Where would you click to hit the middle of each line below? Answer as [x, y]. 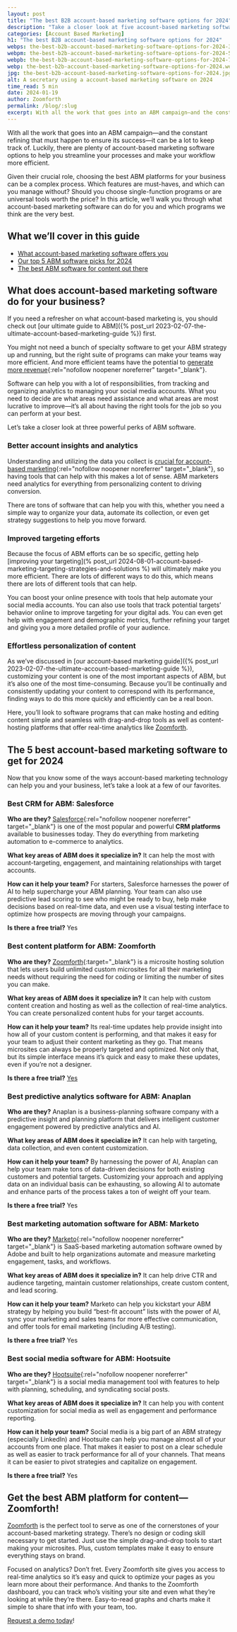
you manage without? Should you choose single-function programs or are [115, 191]
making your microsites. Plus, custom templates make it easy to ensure [110, 1548]
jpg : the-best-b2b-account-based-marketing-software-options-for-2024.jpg [120, 73]
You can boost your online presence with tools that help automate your [110, 597]
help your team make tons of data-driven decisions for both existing [106, 1169]
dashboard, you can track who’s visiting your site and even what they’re [111, 1592]
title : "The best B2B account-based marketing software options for [110, 21]
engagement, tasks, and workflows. [59, 1262]
